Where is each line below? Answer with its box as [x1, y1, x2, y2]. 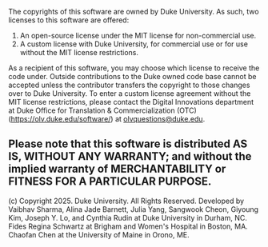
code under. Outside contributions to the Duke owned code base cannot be [8, 72, 257, 81]
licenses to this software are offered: [8, 15, 130, 25]
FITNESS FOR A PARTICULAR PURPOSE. [8, 175, 212, 189]
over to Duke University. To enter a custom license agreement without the [8, 89, 251, 98]
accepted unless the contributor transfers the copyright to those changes [8, 80, 250, 90]
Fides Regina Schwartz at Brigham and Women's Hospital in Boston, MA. [8, 221, 248, 231]
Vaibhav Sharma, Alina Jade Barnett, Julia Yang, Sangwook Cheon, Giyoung [8, 204, 258, 214]
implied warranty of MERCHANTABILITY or [8, 162, 226, 176]
